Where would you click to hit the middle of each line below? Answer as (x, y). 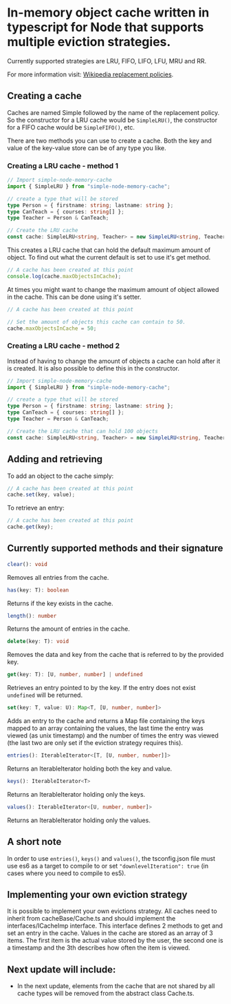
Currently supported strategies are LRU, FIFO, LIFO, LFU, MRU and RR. (107, 61)
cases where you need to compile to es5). (66, 873)
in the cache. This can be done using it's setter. (74, 297)
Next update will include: (62, 969)
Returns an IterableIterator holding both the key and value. (90, 768)
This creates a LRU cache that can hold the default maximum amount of (109, 250)
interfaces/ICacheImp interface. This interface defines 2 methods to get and (115, 926)
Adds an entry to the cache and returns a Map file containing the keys (106, 721)
